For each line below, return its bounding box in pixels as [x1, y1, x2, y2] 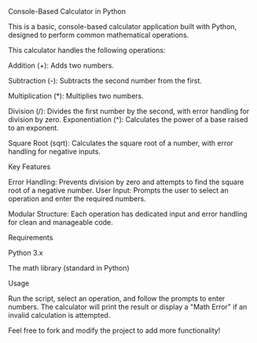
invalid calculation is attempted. [8, 311, 111, 319]
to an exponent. [8, 124, 59, 132]
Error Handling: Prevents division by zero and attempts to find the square [8, 177, 244, 186]
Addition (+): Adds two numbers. [8, 61, 114, 70]
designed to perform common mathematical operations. [8, 31, 189, 39]
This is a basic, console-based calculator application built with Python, [8, 22, 237, 31]
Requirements [8, 233, 53, 242]
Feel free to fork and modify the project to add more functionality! [8, 326, 221, 335]
